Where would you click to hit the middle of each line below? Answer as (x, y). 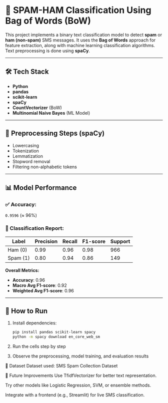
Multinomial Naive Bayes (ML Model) (51, 113)
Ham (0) (17, 250)
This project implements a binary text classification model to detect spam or (84, 35)
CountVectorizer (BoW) (37, 108)
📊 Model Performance (41, 187)
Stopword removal (31, 161)
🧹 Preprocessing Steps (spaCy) (55, 133)
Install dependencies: (34, 323)
